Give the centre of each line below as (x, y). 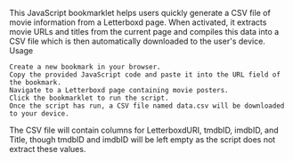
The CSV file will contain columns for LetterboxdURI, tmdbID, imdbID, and (144, 130)
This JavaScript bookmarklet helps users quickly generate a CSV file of (140, 13)
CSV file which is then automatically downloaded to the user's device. (137, 41)
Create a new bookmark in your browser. (85, 67)
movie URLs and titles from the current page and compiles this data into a (144, 32)
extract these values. (48, 149)
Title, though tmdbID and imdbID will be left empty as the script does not (142, 140)
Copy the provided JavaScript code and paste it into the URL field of (145, 75)
